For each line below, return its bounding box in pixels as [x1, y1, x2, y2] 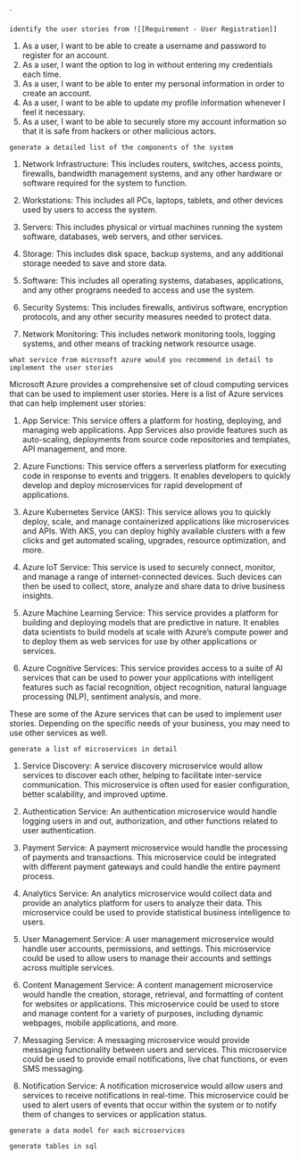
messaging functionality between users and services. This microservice [21, 1044, 287, 1055]
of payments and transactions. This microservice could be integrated [21, 852, 277, 862]
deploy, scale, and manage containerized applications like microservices [21, 517, 290, 526]
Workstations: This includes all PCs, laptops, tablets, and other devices [21, 195, 284, 205]
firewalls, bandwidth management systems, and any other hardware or [21, 169, 283, 178]
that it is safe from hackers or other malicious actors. [21, 126, 217, 137]
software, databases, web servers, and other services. [21, 231, 223, 242]
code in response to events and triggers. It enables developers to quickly [21, 470, 291, 481]
